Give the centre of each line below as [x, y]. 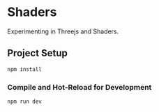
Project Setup [38, 53]
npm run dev [24, 102]
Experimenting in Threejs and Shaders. [63, 31]
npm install [24, 69]
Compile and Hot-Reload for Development [79, 87]
